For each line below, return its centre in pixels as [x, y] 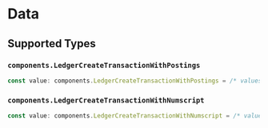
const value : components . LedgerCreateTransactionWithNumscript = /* [124, 116]
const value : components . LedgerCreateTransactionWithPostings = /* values [135, 81]
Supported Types [52, 44]
